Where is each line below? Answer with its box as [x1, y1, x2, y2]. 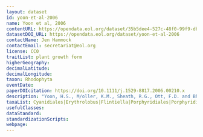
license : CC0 [6, 48, 39, 55]
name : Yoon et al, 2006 [6, 20, 66, 26]
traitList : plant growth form [6, 54, 83, 60]
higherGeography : [6, 59, 50, 65]
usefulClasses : [6, 104, 45, 111]
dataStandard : [6, 110, 42, 116]
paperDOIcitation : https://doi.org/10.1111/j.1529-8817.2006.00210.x [6, 88, 185, 94]
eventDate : [6, 82, 34, 89]
